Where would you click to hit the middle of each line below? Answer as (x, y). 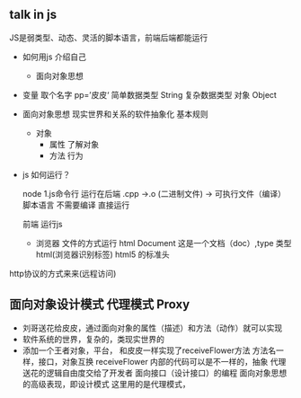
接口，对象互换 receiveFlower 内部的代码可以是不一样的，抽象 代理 (162, 361)
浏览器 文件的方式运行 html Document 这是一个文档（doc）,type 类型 (164, 243)
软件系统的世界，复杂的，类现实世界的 (93, 339)
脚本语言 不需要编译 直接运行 (76, 205)
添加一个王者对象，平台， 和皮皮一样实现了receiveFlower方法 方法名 (149, 350)
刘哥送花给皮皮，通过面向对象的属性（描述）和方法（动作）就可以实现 (152, 328)
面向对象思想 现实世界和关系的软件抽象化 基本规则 (115, 114)
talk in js (33, 15)
